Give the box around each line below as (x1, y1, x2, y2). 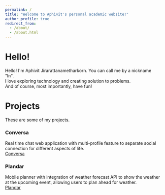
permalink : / (5, 7, 32, 12)
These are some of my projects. (5, 117, 70, 123)
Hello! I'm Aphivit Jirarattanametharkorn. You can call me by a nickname (5, 67, 152, 73)
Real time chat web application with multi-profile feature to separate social (5, 140, 156, 146)
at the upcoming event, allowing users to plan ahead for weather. (5, 179, 137, 185)
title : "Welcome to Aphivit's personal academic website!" (5, 12, 129, 17)
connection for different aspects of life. (5, 146, 85, 152)
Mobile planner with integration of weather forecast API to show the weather (5, 174, 160, 180)
